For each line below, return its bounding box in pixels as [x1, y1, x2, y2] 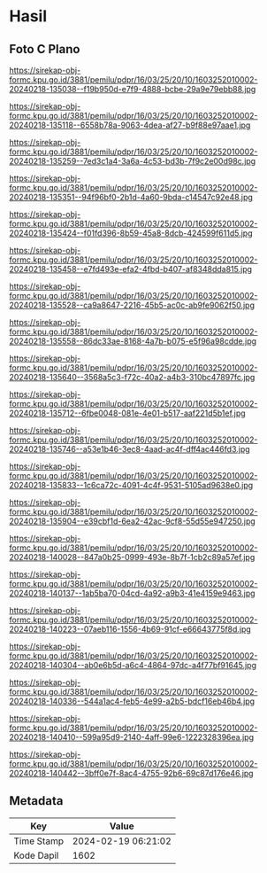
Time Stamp [13, 835, 65, 847]
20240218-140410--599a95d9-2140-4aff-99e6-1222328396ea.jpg [9, 732, 255, 742]
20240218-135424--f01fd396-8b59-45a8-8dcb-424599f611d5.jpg [9, 228, 253, 238]
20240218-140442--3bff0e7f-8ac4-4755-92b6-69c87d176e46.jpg [9, 768, 254, 778]
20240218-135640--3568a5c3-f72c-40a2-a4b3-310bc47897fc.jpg [9, 372, 256, 382]
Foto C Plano [9, 42, 80, 57]
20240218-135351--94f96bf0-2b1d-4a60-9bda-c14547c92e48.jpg [9, 192, 254, 202]
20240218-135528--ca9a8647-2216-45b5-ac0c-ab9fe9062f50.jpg [9, 300, 255, 310]
